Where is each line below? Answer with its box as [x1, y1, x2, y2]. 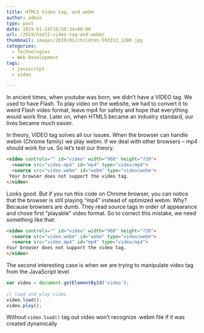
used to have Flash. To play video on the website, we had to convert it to [6, 100, 188, 108]
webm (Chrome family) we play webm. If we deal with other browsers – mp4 [6, 138, 198, 145]
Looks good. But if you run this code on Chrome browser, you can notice [6, 190, 189, 197]
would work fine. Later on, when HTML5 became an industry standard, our [6, 113, 194, 120]
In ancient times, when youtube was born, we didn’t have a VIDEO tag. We [6, 93, 192, 101]
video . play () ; [6, 302, 43, 309]
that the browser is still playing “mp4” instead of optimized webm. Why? [6, 196, 188, 203]
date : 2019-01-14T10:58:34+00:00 [6, 26, 91, 32]
